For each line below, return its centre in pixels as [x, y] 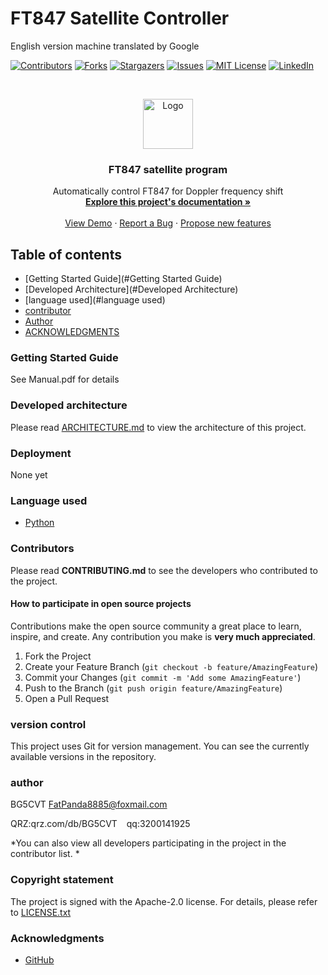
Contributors [42, 549]
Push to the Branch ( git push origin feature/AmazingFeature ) [153, 688]
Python [39, 523]
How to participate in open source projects [101, 604]
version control [48, 724]
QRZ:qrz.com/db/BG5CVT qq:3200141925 [100, 824]
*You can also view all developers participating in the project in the [148, 843]
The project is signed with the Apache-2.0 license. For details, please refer [164, 901]
